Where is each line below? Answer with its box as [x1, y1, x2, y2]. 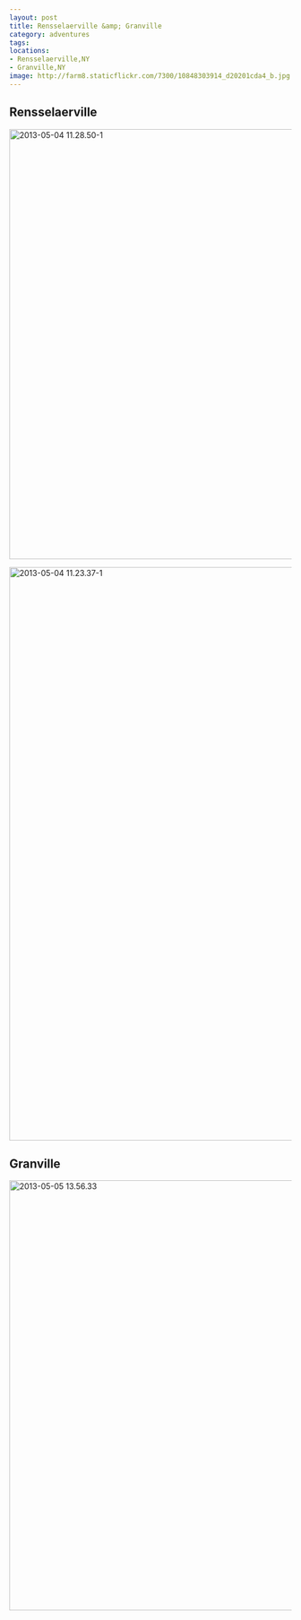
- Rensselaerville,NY [9, 55, 90, 64]
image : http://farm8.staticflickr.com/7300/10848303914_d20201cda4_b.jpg [9, 72, 291, 81]
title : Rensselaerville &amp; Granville [9, 22, 163, 30]
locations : [9, 47, 50, 56]
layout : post [9, 13, 58, 22]
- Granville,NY [9, 64, 66, 73]
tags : [9, 38, 30, 47]
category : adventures [9, 30, 90, 39]
